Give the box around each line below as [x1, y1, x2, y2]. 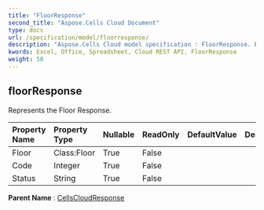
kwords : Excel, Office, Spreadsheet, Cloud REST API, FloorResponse [8, 48, 237, 56]
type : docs [8, 26, 44, 34]
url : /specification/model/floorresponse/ [8, 33, 149, 42]
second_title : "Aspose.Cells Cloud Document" [8, 19, 159, 27]
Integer [53, 160, 80, 171]
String [53, 172, 76, 183]
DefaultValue [187, 129, 237, 140]
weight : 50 [8, 56, 44, 64]
